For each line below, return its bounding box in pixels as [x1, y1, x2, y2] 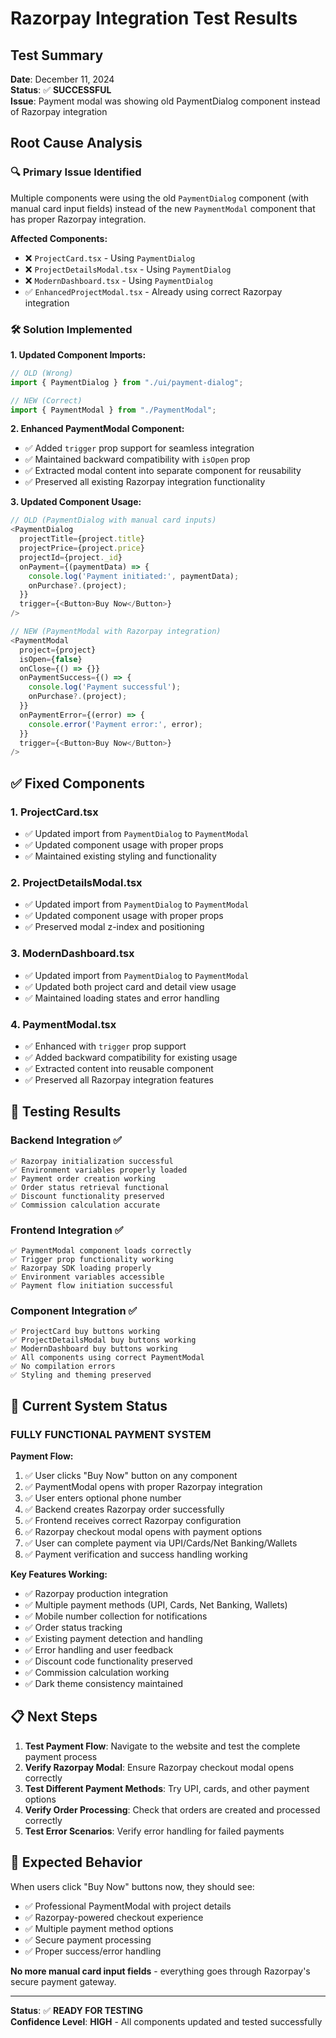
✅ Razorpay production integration [24, 1587, 169, 1599]
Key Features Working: [10, 1568, 108, 1580]
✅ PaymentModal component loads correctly [10, 1245, 192, 1256]
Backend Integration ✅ [10, 1133, 123, 1147]
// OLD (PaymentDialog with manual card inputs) [10, 515, 217, 526]
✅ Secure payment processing [24, 1933, 152, 1946]
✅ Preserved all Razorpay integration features [24, 1073, 214, 1086]
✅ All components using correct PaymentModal [10, 1353, 205, 1363]
